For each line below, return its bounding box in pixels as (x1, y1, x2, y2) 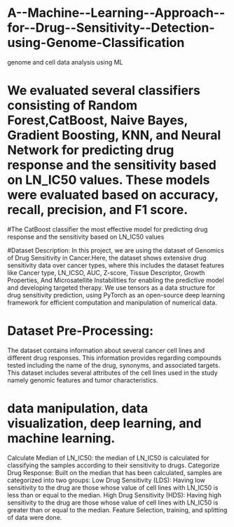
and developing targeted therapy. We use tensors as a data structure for (7, 283, 216, 292)
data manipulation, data (7, 401, 149, 416)
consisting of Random (7, 98, 138, 114)
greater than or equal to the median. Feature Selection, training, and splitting (7, 505, 228, 514)
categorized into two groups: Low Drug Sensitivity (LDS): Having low (7, 476, 205, 484)
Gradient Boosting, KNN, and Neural (7, 128, 221, 143)
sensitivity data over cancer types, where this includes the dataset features (7, 261, 225, 269)
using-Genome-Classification (7, 35, 185, 51)
